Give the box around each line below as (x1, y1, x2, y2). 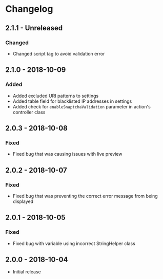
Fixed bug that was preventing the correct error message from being (12, 193, 158, 199)
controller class (12, 109, 46, 115)
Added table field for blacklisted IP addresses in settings (12, 98, 132, 104)
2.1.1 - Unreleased (5, 24, 63, 32)
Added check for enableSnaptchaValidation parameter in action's (12, 103, 151, 109)
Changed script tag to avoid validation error (12, 50, 105, 57)
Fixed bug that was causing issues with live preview (12, 151, 123, 157)
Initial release (12, 269, 41, 275)
